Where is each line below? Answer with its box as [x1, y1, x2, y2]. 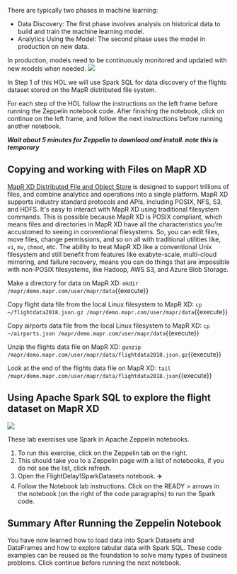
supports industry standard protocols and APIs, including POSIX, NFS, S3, [7, 197, 223, 206]
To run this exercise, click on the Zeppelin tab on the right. [17, 449, 187, 457]
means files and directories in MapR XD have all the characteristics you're [7, 219, 223, 229]
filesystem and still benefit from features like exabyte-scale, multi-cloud [7, 250, 217, 258]
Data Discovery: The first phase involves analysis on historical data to [17, 20, 221, 28]
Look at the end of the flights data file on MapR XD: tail [7, 364, 171, 372]
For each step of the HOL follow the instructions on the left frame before [7, 99, 218, 108]
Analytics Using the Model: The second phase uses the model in [17, 35, 206, 43]
